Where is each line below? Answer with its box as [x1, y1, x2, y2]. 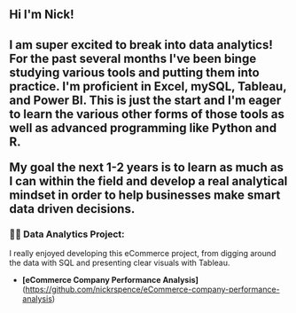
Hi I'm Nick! [9, 7, 74, 22]
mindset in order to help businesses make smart [9, 187, 281, 202]
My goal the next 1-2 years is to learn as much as [9, 160, 284, 175]
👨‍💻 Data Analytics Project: [9, 228, 125, 240]
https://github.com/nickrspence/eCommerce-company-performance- [25, 284, 281, 295]
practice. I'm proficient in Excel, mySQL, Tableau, [9, 79, 287, 94]
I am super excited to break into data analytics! [9, 37, 273, 52]
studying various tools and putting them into [9, 65, 260, 80]
